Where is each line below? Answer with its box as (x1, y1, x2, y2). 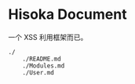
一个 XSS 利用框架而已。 (8, 32, 88, 42)
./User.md (22, 68, 55, 76)
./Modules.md (22, 61, 65, 70)
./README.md (22, 55, 61, 63)
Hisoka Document (8, 5, 127, 24)
